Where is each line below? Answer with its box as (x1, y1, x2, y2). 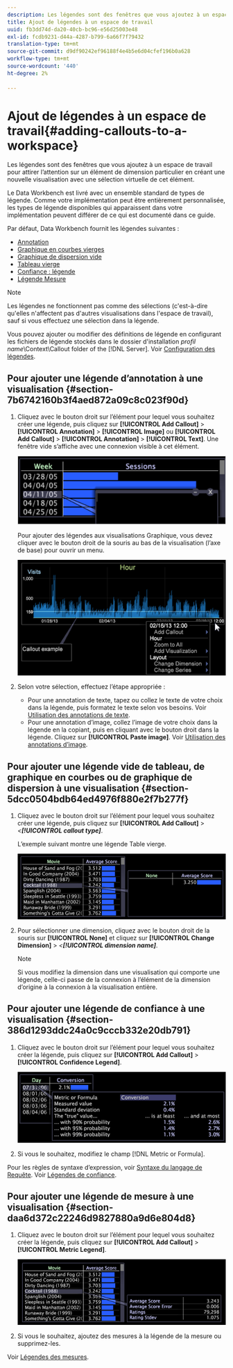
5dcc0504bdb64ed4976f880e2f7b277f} (7, 793, 189, 805)
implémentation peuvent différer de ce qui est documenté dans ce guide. (7, 211, 216, 219)
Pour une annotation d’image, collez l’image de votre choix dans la (27, 718, 218, 727)
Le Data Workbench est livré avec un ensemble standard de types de (7, 188, 205, 198)
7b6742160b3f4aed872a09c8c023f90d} (7, 394, 189, 406)
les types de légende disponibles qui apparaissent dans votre (7, 204, 183, 212)
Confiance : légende (17, 268, 76, 276)
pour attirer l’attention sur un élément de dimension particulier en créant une (7, 168, 225, 177)
